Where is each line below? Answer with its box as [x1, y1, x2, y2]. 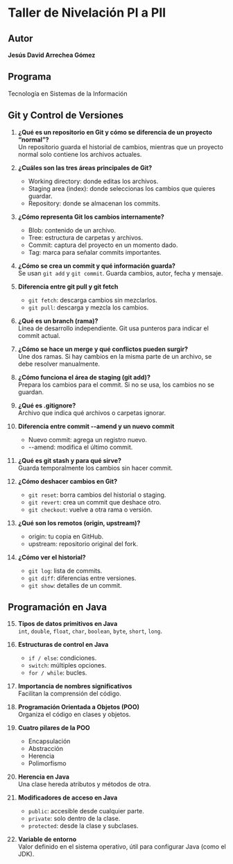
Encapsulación [28, 737, 71, 745]
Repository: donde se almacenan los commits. [28, 199, 161, 207]
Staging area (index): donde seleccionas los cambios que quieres [28, 184, 216, 192]
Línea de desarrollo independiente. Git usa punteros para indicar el [17, 324, 209, 332]
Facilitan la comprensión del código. [17, 689, 122, 698]
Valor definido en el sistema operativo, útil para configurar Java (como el [17, 842, 226, 851]
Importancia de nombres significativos [17, 682, 132, 691]
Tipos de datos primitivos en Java [17, 620, 118, 628]
